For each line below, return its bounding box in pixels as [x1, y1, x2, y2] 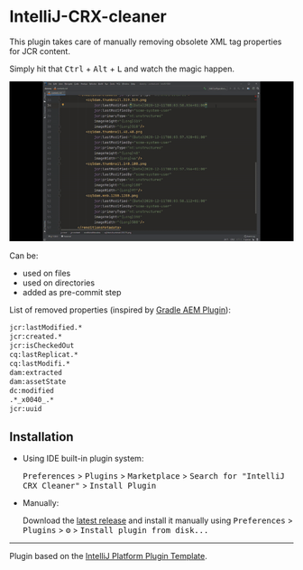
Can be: [9, 250, 39, 261]
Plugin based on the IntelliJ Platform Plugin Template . [9, 551, 207, 562]
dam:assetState [9, 378, 67, 387]
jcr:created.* [9, 332, 63, 341]
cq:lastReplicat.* [9, 350, 78, 360]
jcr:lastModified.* [9, 323, 83, 332]
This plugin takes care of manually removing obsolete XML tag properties [9, 36, 282, 47]
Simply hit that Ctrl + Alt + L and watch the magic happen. [9, 63, 234, 74]
